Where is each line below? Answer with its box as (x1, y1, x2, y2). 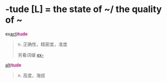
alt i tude (5, 62, 22, 68)
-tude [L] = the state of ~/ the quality (5, 4, 162, 15)
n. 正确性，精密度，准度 (17, 41, 68, 47)
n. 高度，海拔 (17, 72, 46, 78)
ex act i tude (5, 31, 28, 37)
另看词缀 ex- (17, 52, 44, 58)
